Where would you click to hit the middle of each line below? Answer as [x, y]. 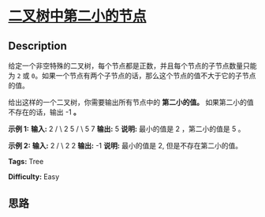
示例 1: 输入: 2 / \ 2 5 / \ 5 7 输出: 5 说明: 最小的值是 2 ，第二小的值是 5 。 [127, 129]
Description [37, 45]
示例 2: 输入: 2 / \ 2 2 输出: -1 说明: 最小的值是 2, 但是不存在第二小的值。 [125, 146]
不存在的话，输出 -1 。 [45, 112]
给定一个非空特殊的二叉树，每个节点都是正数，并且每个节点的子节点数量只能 [132, 65]
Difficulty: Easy [34, 177]
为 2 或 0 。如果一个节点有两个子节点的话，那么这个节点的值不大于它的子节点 [132, 75]
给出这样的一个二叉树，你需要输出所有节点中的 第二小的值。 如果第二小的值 [131, 102]
